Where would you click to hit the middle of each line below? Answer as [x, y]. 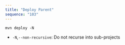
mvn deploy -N [20, 28]
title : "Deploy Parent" [30, 10]
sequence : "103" [22, 14]
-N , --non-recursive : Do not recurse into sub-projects [66, 37]
